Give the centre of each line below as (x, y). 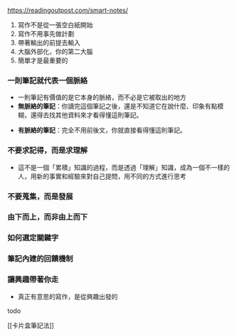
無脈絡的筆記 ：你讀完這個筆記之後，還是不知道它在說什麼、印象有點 (117, 107)
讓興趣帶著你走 (33, 280)
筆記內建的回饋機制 (40, 259)
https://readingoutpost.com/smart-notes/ (68, 10)
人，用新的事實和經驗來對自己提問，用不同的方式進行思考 (102, 176)
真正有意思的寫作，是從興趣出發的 (68, 296)
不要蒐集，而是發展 (40, 196)
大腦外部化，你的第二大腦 (55, 52)
